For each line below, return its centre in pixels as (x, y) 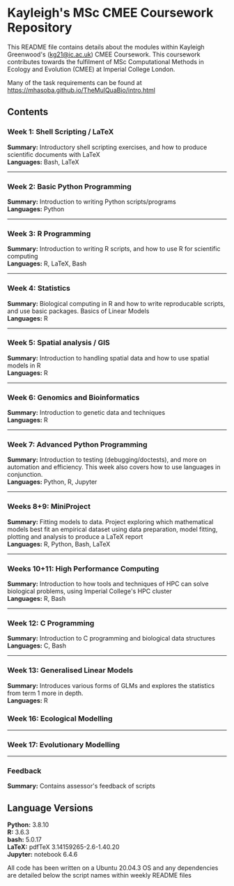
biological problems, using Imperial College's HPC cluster (89, 591)
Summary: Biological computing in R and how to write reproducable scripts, (116, 303)
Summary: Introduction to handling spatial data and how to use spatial (108, 358)
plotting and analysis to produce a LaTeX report (75, 536)
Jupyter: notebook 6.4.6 (42, 855)
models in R (24, 365)
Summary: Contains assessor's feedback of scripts (81, 786)
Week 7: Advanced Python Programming (77, 445)
